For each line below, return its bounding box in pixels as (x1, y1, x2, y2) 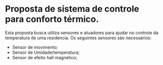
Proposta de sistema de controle (5, 3, 140, 15)
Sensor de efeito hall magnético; (12, 54, 78, 60)
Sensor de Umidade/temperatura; (12, 49, 80, 55)
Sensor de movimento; (12, 44, 58, 50)
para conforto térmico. (5, 14, 99, 25)
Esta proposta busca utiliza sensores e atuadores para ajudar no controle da (5, 30, 159, 35)
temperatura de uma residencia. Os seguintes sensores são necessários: (5, 35, 152, 41)
